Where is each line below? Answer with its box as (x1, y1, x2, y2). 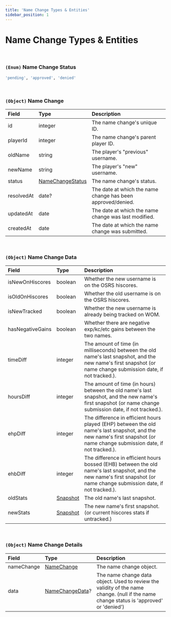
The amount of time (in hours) (84, 381, 156, 388)
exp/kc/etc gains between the (84, 326, 156, 333)
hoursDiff (8, 393, 31, 400)
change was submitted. (91, 228, 148, 235)
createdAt (8, 225, 32, 232)
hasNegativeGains (8, 326, 52, 333)
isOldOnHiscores (8, 293, 48, 301)
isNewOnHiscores (8, 279, 51, 286)
